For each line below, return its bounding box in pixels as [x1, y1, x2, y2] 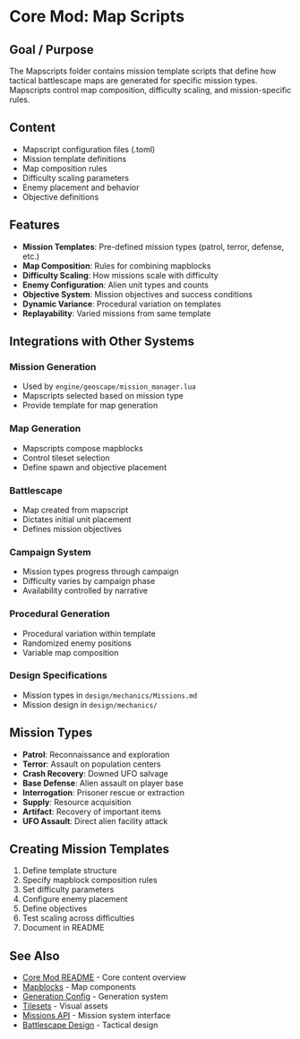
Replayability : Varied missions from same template [21, 307, 211, 319]
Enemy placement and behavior [21, 182, 140, 193]
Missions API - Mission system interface [21, 1010, 171, 1021]
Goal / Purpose [9, 42, 94, 57]
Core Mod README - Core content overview [21, 972, 186, 983]
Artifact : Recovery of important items [21, 806, 161, 817]
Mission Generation [9, 360, 97, 373]
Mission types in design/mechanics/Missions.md [21, 690, 198, 700]
